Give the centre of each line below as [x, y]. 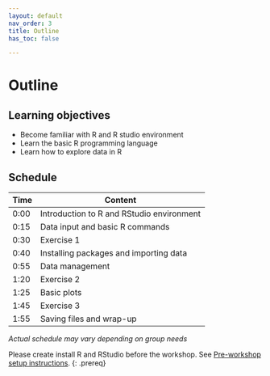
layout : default [35, 16]
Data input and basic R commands [105, 227]
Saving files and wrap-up [88, 319]
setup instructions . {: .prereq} [57, 363]
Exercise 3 [60, 306]
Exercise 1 [60, 240]
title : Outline [34, 31]
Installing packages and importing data [114, 253]
